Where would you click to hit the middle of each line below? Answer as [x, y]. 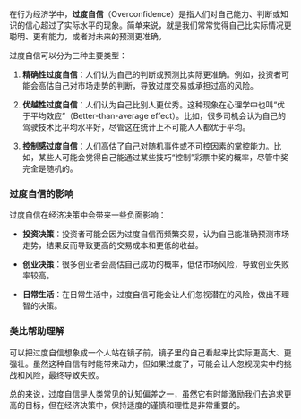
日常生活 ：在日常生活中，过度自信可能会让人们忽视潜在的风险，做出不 [152, 295]
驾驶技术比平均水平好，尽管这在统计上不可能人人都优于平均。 [136, 127]
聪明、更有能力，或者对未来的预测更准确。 [88, 36]
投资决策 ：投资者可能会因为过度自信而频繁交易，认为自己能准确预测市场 [155, 234]
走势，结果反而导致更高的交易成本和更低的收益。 [112, 245]
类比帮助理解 [37, 331]
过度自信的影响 [42, 193]
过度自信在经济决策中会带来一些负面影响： [88, 215]
